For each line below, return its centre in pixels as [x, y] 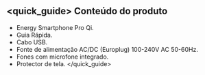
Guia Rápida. [34, 35]
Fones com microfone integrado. [62, 57]
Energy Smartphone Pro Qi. [55, 27]
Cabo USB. [32, 42]
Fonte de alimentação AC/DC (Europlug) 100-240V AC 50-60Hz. [107, 49]
